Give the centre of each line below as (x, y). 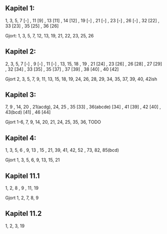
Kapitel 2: (21, 52)
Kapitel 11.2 (23, 214)
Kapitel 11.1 (23, 176)
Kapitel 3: (21, 95)
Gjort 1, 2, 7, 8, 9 (22, 198)
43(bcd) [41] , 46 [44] (28, 112)
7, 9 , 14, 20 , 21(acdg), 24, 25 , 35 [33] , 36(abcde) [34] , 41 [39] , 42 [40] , (83, 107)
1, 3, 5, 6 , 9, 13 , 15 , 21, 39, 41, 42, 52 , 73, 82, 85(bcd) (62, 150)
